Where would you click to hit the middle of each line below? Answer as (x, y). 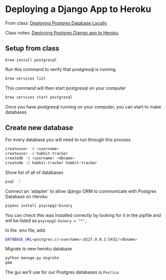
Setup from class (32, 48)
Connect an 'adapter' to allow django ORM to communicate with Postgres (81, 191)
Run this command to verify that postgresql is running (60, 69)
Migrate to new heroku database (39, 249)
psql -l (13, 181)
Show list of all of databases (34, 172)
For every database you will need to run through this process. (68, 140)
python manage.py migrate (32, 258)
